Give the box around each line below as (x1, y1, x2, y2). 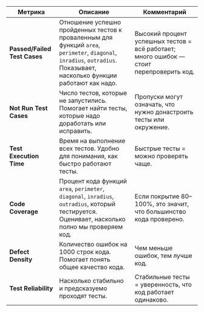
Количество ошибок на (59, 240, 127, 248)
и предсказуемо (59, 284, 107, 293)
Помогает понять (59, 255, 110, 263)
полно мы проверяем (59, 223, 123, 231)
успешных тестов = (134, 37, 192, 45)
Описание (78, 8, 109, 16)
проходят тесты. (59, 292, 107, 300)
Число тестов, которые (59, 89, 127, 97)
